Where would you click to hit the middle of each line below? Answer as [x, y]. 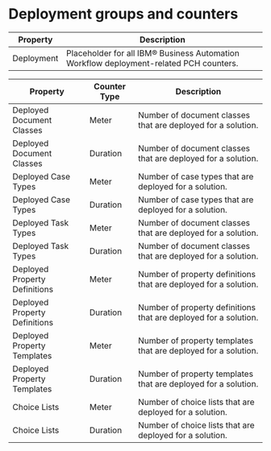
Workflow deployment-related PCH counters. [152, 63]
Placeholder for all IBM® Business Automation [152, 53]
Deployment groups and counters [123, 14]
